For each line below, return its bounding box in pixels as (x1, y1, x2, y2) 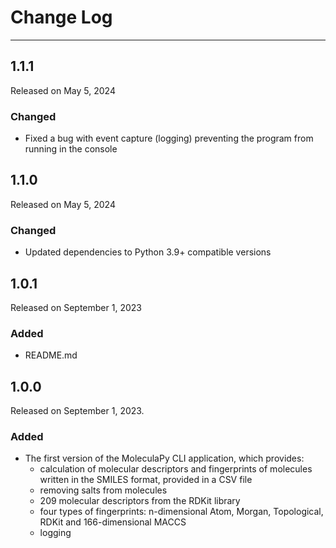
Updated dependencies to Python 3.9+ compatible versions (24, 246, 272, 258)
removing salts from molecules (39, 484, 168, 496)
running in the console (24, 143, 118, 155)
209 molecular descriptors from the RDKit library (39, 495, 241, 507)
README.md (24, 349, 78, 361)
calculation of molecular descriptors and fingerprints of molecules (39, 463, 313, 475)
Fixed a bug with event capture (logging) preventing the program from (24, 132, 314, 145)
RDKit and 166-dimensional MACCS (39, 516, 187, 528)
